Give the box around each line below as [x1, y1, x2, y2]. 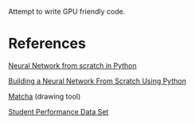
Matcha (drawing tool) [8, 91, 81, 101]
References [8, 35, 86, 52]
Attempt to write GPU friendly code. [8, 7, 126, 16]
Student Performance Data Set [8, 107, 109, 116]
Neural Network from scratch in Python [8, 60, 137, 70]
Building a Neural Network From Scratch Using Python [8, 76, 187, 86]
